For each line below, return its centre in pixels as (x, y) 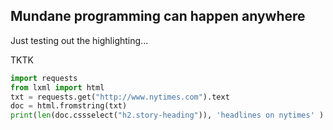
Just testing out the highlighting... (79, 40)
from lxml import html (57, 87)
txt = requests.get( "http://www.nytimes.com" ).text (120, 97)
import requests (44, 78)
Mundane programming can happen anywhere (158, 16)
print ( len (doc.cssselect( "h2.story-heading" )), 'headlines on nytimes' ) (167, 115)
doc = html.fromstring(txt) (69, 106)
